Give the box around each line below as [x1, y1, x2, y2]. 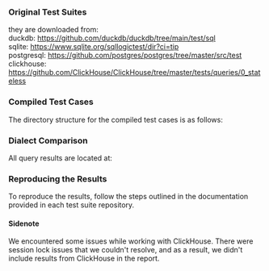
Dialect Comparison [8, 135, 88, 146]
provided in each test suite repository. [8, 200, 135, 210]
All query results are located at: [8, 152, 113, 163]
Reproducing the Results [8, 173, 107, 184]
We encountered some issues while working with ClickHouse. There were [8, 236, 254, 246]
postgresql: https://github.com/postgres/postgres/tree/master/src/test [8, 51, 242, 60]
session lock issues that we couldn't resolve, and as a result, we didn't [8, 245, 243, 255]
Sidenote [8, 219, 40, 228]
